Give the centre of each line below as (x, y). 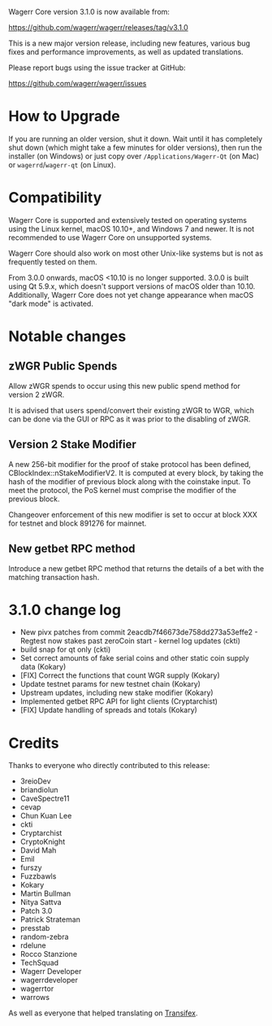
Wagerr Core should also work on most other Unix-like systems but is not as (136, 253)
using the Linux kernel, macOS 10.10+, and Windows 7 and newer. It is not (132, 229)
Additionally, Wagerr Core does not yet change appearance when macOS (131, 295)
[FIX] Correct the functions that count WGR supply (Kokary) (120, 675)
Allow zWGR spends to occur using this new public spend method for (125, 386)
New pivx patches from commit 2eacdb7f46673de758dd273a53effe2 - (139, 632)
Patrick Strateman (50, 919)
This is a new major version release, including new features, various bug (129, 43)
